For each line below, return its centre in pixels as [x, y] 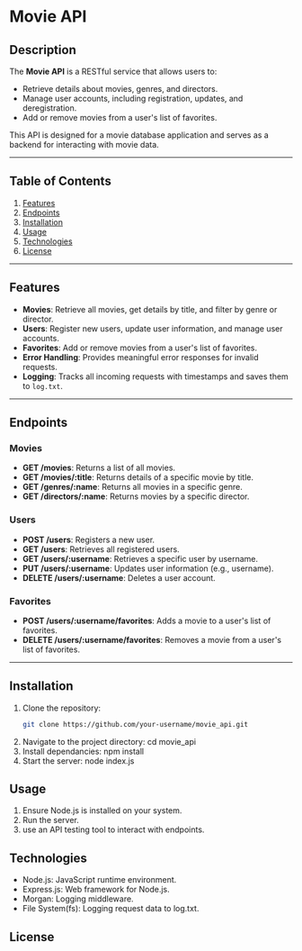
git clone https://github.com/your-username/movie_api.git [135, 724]
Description [43, 50]
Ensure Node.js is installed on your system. [102, 811]
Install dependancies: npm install [83, 751]
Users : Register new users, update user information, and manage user [152, 328]
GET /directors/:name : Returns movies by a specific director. [136, 496]
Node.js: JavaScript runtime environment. [99, 880]
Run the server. [50, 820]
